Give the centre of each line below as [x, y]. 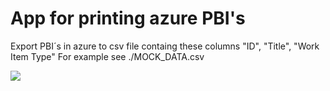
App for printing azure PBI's [128, 18]
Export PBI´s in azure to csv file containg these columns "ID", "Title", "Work [165, 46]
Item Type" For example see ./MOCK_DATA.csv [107, 56]
